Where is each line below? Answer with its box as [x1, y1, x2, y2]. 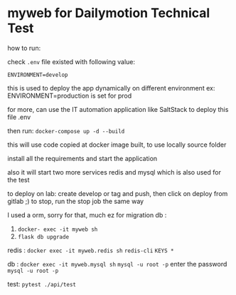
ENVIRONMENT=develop [7, 71, 69, 78]
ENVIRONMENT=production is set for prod [7, 91, 132, 100]
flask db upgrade [17, 233, 70, 240]
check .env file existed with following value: [7, 57, 135, 66]
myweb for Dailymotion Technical [7, 5, 210, 21]
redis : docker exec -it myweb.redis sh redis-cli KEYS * [7, 246, 174, 254]
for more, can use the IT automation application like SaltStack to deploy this [7, 105, 229, 113]
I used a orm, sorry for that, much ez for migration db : [7, 210, 167, 219]
